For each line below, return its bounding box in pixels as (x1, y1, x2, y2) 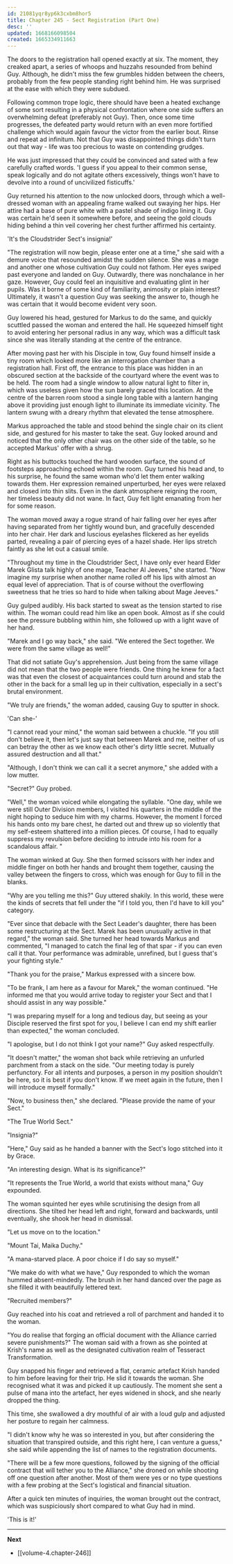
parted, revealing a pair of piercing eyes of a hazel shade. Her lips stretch (7, 537, 217, 546)
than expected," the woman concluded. (7, 1027, 120, 1035)
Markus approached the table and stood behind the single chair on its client (7, 422, 223, 430)
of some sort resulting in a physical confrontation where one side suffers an (7, 106, 224, 114)
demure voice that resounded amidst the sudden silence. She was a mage (7, 255, 219, 264)
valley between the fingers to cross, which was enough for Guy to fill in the (7, 870, 221, 879)
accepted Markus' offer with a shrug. (7, 444, 113, 452)
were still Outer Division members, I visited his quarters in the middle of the (7, 805, 222, 814)
